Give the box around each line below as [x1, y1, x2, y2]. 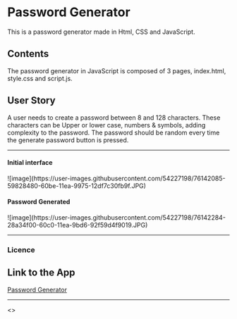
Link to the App [7, 267, 75, 279]
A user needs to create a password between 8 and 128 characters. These [7, 113, 221, 122]
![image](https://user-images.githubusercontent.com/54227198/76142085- [7, 174, 226, 182]
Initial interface [7, 158, 53, 167]
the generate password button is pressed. [7, 135, 129, 144]
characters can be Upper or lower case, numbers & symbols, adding [7, 120, 206, 129]
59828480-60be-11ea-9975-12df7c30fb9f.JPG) [7, 181, 147, 190]
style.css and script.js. [7, 74, 73, 82]
